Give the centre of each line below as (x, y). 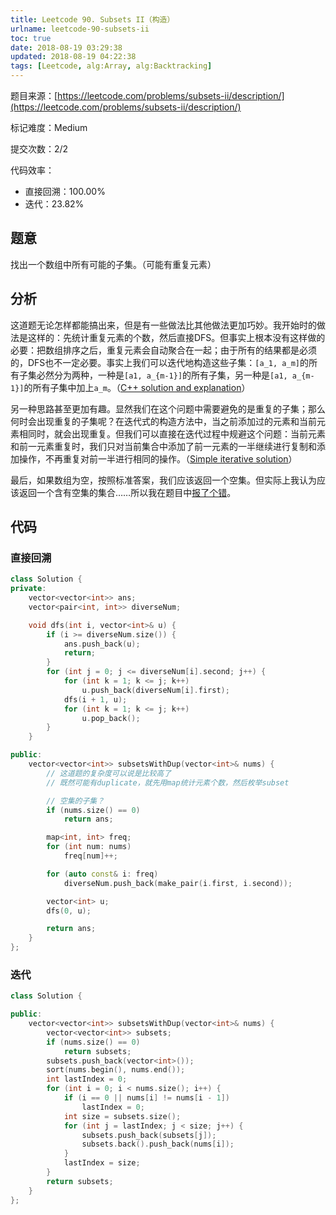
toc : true (31, 38)
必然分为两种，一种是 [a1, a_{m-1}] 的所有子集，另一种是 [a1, (162, 375)
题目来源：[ (34, 95)
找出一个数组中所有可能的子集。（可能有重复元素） (113, 264)
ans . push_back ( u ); (102, 644)
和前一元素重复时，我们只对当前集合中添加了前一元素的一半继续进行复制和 (163, 446)
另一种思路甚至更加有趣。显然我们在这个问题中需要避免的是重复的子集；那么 (168, 408)
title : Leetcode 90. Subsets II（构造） (92, 19)
